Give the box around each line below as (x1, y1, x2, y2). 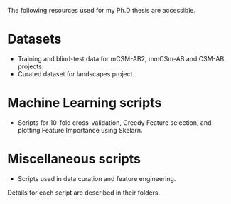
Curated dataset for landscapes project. (17, 69, 135, 78)
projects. (17, 62, 44, 71)
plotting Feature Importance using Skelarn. (17, 126, 144, 134)
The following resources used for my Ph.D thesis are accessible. (7, 6, 196, 14)
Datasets (7, 31, 62, 47)
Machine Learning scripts (7, 95, 162, 111)
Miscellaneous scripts (7, 151, 141, 167)
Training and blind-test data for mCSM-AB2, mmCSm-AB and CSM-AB (17, 54, 225, 63)
